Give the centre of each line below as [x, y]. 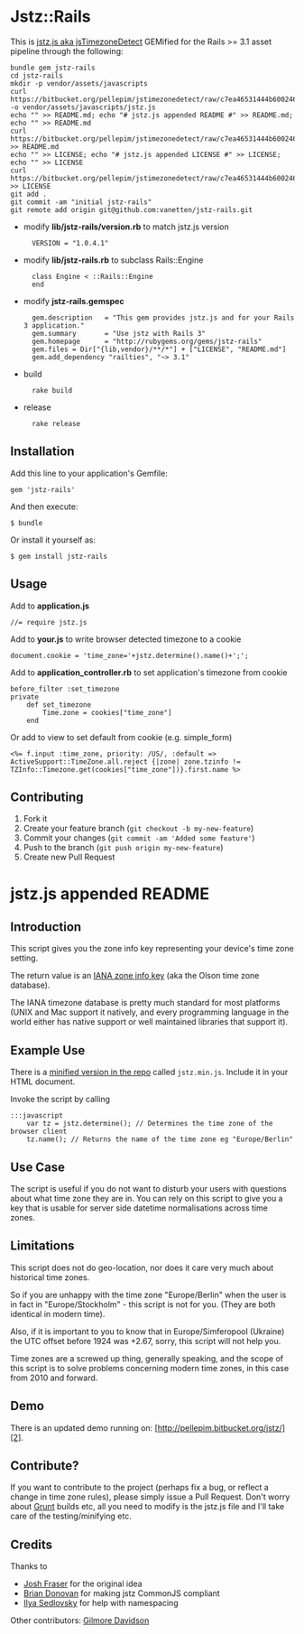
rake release [56, 423]
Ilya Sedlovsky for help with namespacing [101, 1603]
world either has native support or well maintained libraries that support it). [149, 1022]
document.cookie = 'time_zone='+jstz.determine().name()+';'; [129, 655]
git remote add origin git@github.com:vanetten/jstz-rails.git [132, 209]
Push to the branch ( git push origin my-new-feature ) [123, 848]
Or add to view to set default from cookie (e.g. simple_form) [121, 737]
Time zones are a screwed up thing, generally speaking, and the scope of [147, 1358]
